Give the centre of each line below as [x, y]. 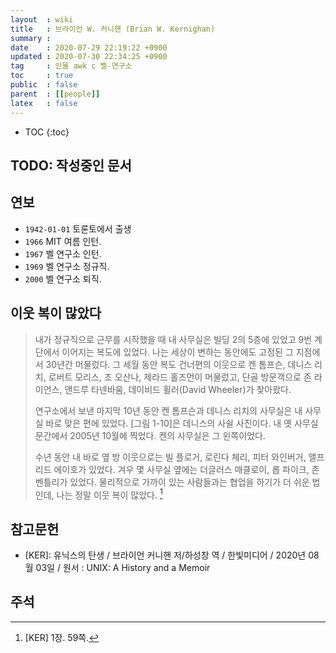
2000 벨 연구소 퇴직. [63, 278]
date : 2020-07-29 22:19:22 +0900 [89, 47]
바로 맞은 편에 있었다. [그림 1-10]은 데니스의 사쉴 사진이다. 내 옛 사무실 [182, 423]
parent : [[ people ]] [55, 94]
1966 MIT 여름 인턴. [63, 241]
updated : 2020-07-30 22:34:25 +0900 [89, 57]
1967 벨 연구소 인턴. [63, 253]
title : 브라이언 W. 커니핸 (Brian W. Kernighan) [113, 29]
